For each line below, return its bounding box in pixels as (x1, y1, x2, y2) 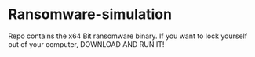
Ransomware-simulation (8, 5, 173, 23)
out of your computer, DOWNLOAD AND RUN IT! (8, 39, 165, 48)
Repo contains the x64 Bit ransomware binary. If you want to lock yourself (8, 31, 248, 41)
